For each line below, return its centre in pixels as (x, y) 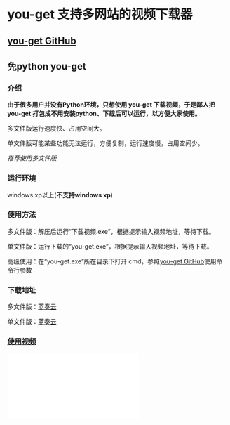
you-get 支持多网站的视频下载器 (100, 14)
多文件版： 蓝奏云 (32, 307)
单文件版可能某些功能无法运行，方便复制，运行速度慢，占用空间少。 (106, 143)
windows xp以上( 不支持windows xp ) (60, 195)
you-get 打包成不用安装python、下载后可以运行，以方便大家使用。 (104, 114)
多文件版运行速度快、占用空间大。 (56, 129)
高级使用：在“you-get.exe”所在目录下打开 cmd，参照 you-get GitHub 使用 (112, 261)
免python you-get (47, 66)
